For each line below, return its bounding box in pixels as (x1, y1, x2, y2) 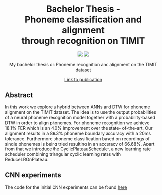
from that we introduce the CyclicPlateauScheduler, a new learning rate (5, 146, 151, 152)
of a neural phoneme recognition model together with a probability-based (5, 114, 155, 120)
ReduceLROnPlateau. (5, 156, 49, 162)
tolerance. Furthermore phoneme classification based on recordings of (5, 135, 150, 142)
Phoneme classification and (24, 14, 142, 25)
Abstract (5, 91, 33, 99)
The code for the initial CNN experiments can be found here (5, 184, 127, 190)
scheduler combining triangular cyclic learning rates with (5, 151, 121, 157)
